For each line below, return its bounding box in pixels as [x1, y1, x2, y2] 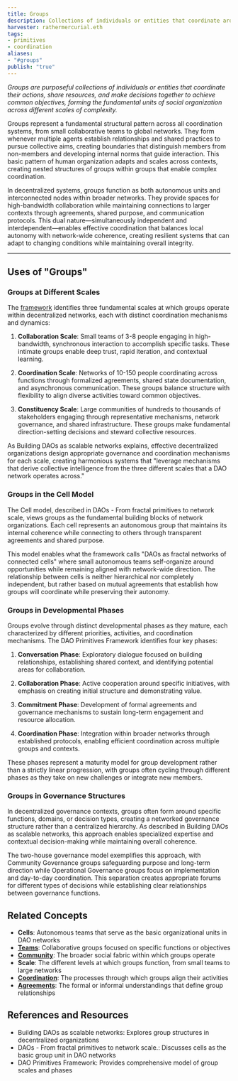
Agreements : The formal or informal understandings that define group [17, 981, 224, 990]
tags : [7, 30, 23, 38]
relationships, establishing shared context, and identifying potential [17, 657, 214, 666]
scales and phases [17, 1065, 73, 1074]
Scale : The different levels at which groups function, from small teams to [17, 959, 230, 967]
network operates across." [7, 472, 85, 480]
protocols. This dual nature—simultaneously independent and [7, 216, 188, 225]
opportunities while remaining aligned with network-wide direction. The [7, 564, 216, 573]
